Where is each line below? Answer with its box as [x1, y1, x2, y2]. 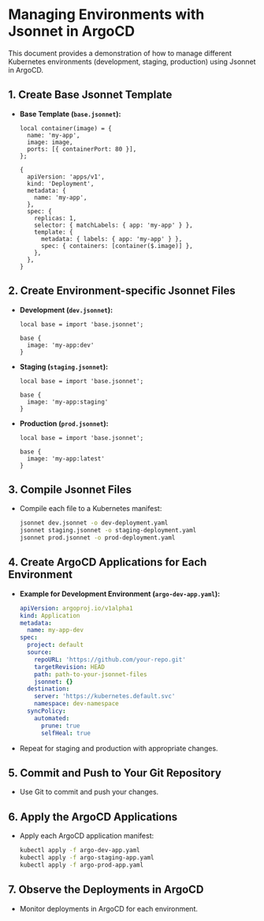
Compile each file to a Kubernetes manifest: [19, 504, 162, 513]
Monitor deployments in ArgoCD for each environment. [19, 904, 199, 913]
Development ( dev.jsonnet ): [19, 305, 113, 314]
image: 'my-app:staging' [27, 397, 109, 406]
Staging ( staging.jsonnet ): [19, 362, 109, 371]
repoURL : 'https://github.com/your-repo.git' [34, 656, 187, 663]
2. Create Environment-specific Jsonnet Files [8, 284, 236, 298]
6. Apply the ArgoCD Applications [8, 810, 178, 823]
